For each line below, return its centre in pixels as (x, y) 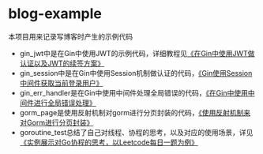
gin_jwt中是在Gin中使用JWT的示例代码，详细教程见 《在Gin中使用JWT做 (137, 53)
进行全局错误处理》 (65, 103)
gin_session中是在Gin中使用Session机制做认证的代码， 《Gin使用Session (136, 73)
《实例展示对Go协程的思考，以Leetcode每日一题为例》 (109, 142)
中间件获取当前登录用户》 (61, 83)
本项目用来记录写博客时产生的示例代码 (70, 36)
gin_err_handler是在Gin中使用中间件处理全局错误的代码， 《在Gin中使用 (134, 92)
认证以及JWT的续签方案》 (62, 63)
